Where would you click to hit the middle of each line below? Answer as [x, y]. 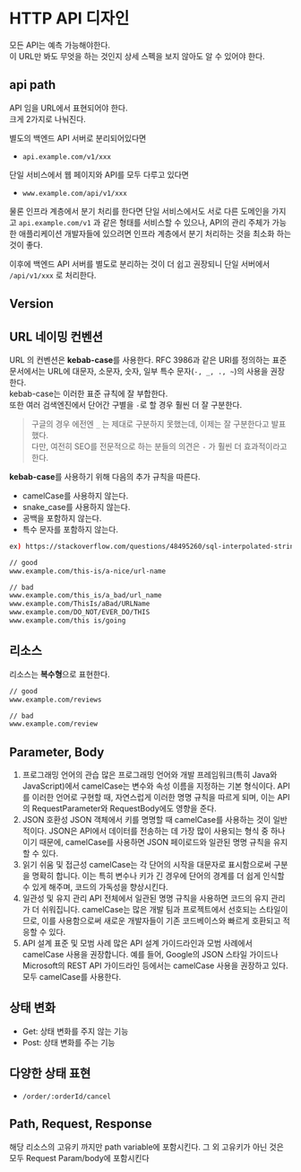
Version [31, 304]
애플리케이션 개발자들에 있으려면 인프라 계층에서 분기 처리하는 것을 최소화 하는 [155, 234]
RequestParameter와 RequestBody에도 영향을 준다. [124, 808]
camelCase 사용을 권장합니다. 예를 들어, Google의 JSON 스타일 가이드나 [150, 955]
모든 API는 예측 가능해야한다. [60, 45]
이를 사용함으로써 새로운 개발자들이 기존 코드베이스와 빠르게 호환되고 [161, 921]
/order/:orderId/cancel [67, 1097]
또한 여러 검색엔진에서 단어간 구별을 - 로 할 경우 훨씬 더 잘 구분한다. [126, 404]
